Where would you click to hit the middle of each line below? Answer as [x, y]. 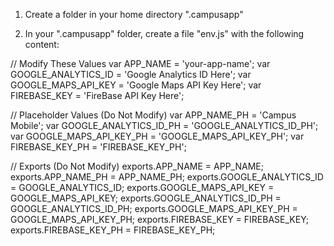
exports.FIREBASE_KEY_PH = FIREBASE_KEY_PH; [113, 230]
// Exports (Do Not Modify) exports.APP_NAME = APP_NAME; [137, 166]
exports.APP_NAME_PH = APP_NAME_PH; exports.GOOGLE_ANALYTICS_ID [167, 177]
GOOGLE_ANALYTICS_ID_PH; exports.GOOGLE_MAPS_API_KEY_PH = [154, 208]
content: [42, 44]
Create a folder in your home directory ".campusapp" [134, 14]
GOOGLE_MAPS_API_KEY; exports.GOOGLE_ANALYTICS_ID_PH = [146, 198]
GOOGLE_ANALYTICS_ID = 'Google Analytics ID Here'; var [131, 74]
